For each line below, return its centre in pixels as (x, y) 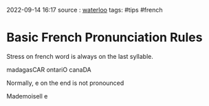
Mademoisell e (27, 96)
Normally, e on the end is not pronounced (65, 83)
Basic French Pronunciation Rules (104, 38)
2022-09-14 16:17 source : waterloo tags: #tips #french (85, 10)
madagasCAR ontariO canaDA (49, 69)
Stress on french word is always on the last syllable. (80, 56)
